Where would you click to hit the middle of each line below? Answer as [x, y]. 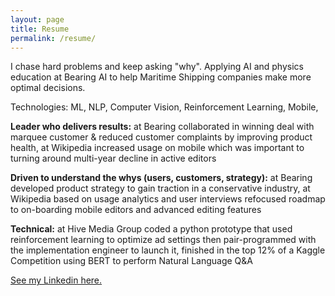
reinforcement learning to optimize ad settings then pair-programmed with [163, 240]
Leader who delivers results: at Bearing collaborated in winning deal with [162, 127]
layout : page [37, 19]
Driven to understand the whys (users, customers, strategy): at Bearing [161, 178]
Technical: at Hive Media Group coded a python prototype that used [151, 229]
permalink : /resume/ [53, 38]
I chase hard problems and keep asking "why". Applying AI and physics [157, 67]
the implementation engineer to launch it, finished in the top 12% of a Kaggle [168, 250]
